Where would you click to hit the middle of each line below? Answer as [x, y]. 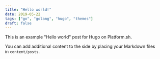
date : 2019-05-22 [23, 14]
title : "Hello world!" [28, 10]
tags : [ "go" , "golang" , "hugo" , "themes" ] [49, 19]
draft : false [18, 23]
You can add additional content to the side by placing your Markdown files [80, 46]
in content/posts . [23, 52]
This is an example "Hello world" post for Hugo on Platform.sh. [68, 37]
